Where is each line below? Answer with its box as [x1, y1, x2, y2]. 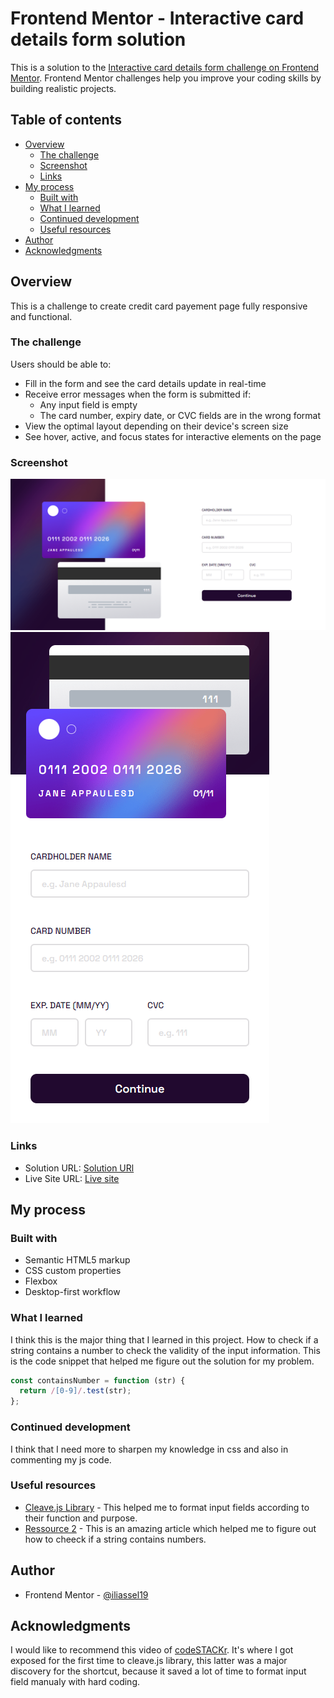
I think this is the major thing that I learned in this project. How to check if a [10, 1333, 319, 1346]
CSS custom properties [24, 1265, 122, 1277]
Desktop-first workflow [24, 1286, 121, 1298]
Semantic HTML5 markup [24, 1254, 131, 1266]
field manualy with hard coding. [10, 1676, 141, 1688]
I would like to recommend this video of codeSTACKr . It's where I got [10, 1644, 294, 1656]
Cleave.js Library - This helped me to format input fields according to [24, 1501, 310, 1513]
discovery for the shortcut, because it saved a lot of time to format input [10, 1665, 307, 1677]
